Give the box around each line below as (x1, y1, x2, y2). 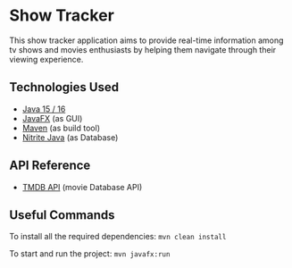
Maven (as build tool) (21, 122, 101, 133)
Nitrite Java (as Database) (21, 131, 119, 143)
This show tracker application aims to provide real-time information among (9, 35, 284, 46)
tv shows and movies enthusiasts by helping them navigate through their (9, 44, 277, 54)
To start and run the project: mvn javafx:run (9, 248, 171, 259)
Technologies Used (9, 80, 119, 95)
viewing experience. (9, 54, 84, 64)
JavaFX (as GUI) (21, 113, 83, 123)
